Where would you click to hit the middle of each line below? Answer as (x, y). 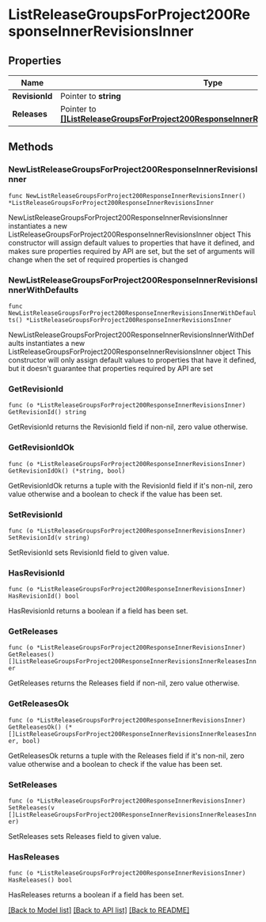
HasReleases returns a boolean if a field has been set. (96, 895)
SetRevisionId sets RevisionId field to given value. (89, 552)
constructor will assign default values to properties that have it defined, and (131, 242)
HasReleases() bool (40, 880)
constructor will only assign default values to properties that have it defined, (132, 360)
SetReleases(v (32, 808)
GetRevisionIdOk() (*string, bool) (67, 471)
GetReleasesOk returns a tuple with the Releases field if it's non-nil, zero (126, 755)
